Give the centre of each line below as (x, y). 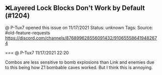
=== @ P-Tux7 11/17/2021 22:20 (37, 52)
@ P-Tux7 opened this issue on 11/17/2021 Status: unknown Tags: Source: (79, 27)
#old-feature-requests (28, 33)
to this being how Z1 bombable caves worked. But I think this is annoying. (79, 67)
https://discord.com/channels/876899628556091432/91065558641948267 (81, 38)
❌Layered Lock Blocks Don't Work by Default (75, 8)
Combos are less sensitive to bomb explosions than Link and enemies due (80, 62)
